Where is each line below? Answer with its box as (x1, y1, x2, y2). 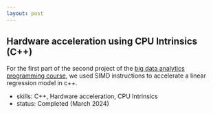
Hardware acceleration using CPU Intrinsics (6, 36, 198, 47)
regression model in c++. (6, 79, 78, 87)
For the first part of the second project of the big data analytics (6, 65, 185, 73)
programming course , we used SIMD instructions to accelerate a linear (6, 71, 207, 80)
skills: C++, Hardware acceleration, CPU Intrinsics (16, 92, 159, 100)
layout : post (6, 10, 44, 17)
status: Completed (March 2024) (16, 100, 109, 108)
